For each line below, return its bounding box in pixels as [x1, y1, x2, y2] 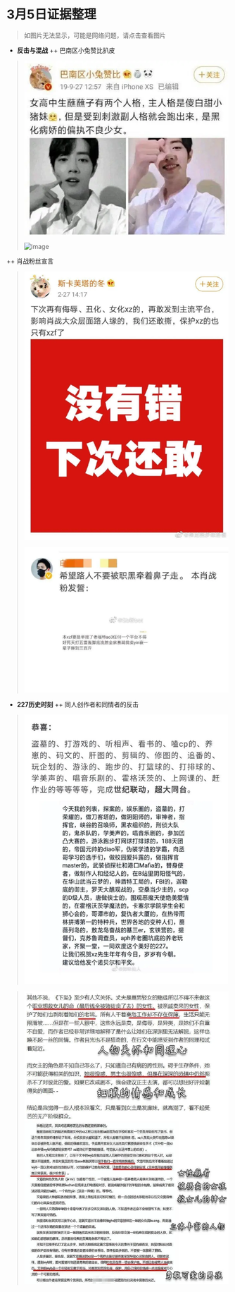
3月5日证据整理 [6, 6, 96, 23]
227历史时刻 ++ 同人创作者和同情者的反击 [16, 700, 139, 709]
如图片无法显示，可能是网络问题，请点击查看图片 [23, 31, 166, 39]
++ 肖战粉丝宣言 [6, 257, 54, 265]
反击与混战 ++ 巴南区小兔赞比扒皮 [16, 46, 115, 54]
